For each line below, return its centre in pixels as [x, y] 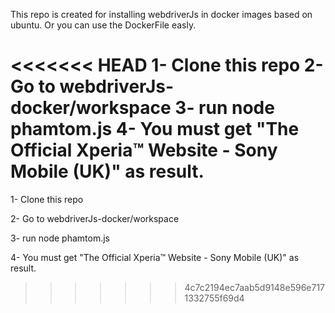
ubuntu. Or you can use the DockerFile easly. [103, 25]
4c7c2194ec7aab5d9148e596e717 [255, 287]
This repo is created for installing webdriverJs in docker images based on [161, 14]
